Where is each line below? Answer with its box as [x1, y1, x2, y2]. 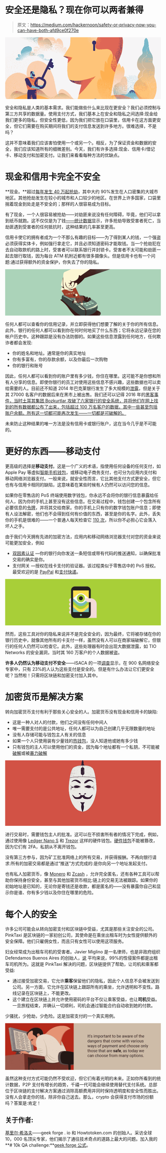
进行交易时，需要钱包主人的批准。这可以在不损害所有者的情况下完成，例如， [5, 831, 161, 838]
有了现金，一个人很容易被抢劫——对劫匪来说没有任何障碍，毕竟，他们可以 [5, 211, 157, 217]
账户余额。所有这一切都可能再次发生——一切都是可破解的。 [5, 410, 126, 416]
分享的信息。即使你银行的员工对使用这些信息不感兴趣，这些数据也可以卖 [13, 379, 161, 385]
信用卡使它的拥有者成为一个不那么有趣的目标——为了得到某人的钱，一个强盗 [5, 234, 161, 240]
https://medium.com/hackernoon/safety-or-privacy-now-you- [30, 22, 157, 28]
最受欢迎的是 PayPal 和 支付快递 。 [12, 569, 81, 575]
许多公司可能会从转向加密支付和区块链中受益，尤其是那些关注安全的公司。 [5, 926, 157, 932]
